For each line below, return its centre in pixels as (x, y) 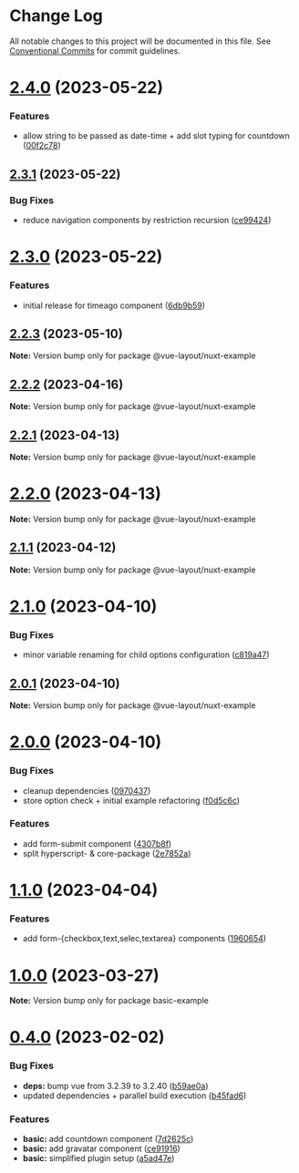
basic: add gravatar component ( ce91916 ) (101, 1148)
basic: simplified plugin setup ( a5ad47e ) (98, 1158)
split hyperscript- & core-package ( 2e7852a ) (107, 853)
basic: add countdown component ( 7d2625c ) (108, 1139)
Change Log (56, 16)
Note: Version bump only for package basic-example (109, 1001)
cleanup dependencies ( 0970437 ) (87, 790)
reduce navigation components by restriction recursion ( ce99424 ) (147, 221)
